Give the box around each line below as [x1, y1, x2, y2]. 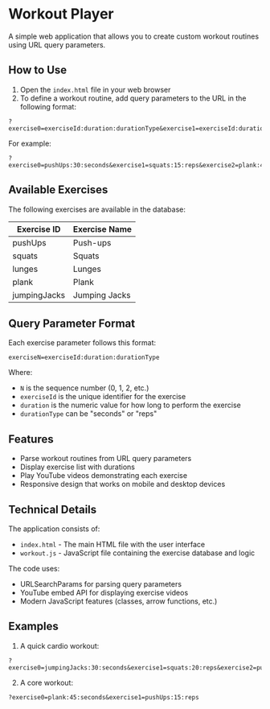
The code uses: [8, 564, 60, 573]
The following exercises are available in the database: [8, 204, 186, 214]
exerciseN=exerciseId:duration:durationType [8, 353, 160, 362]
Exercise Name [72, 223, 133, 234]
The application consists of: [8, 524, 100, 534]
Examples [8, 620, 59, 633]
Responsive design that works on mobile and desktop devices [19, 480, 226, 489]
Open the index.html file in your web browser [19, 85, 171, 94]
